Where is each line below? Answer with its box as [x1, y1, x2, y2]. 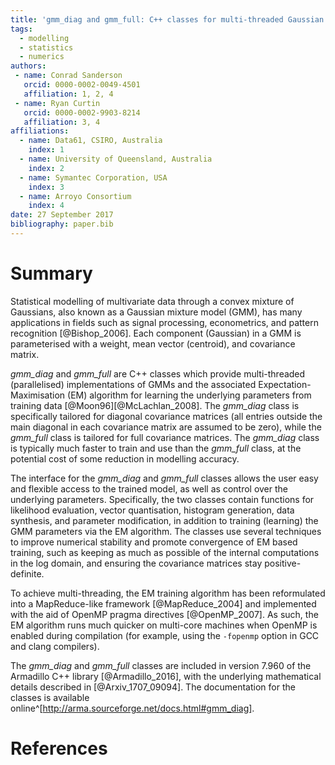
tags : [10, 24, 33, 34]
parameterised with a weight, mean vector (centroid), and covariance [10, 337, 296, 350]
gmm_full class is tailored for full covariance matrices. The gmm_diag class [10, 431, 320, 443]
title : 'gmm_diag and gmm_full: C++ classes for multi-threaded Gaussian [10, 14, 325, 25]
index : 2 [28, 163, 65, 173]
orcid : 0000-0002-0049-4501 [23, 80, 141, 90]
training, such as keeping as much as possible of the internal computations [10, 546, 320, 558]
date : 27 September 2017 [10, 210, 114, 220]
